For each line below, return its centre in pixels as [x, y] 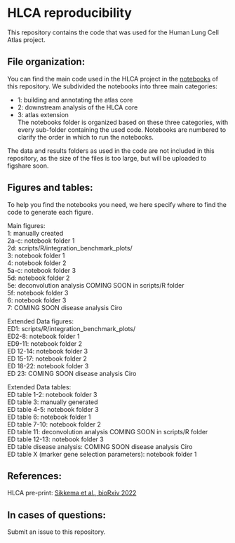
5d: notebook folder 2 [39, 278]
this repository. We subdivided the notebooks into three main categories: [112, 86]
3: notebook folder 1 [36, 255]
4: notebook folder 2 [37, 263]
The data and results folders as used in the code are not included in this [111, 150]
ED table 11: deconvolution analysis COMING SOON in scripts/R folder [108, 431]
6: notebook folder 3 [37, 300]
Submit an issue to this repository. [56, 532]
